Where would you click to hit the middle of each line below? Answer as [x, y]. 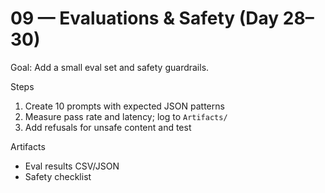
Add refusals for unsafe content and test [108, 127]
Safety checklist [58, 176]
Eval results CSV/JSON [72, 166]
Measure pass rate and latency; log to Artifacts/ [126, 116]
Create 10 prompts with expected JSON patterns [124, 106]
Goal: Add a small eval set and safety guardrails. [110, 67]
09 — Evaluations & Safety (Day [145, 18]
